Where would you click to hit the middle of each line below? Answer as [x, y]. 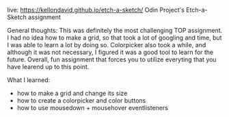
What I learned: [29, 80]
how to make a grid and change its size [72, 93]
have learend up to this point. [48, 67]
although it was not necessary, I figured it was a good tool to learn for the [110, 52]
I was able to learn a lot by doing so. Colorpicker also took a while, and [107, 45]
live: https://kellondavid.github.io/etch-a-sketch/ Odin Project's [96, 10]
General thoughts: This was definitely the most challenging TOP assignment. [115, 30]
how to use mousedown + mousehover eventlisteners [93, 108]
